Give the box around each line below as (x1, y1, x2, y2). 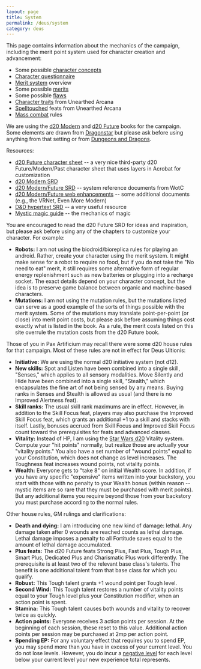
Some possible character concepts (14, 67, 102, 74)
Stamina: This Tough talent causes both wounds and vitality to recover (14, 605, 191, 613)
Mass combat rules (14, 111, 63, 118)
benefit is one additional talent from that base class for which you (14, 567, 177, 574)
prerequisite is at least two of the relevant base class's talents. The (14, 560, 181, 568)
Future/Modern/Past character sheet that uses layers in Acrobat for (14, 165, 181, 172)
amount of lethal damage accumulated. (14, 541, 112, 548)
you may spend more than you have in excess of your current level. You (14, 643, 193, 650)
